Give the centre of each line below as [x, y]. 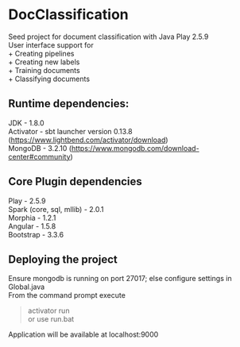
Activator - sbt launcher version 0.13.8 [70, 131]
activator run [48, 310]
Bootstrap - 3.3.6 [36, 234]
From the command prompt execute [67, 295]
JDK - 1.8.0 [27, 123]
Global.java [27, 287]
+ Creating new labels [44, 62]
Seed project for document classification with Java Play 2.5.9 [108, 37]
